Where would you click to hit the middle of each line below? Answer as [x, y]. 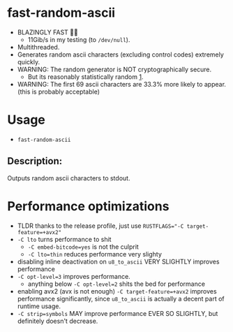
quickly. [29, 62]
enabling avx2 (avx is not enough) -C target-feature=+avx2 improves [117, 291]
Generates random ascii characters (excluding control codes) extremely [121, 55]
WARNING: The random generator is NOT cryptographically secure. [114, 69]
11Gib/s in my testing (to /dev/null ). [79, 39]
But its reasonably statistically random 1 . [85, 77]
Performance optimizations [88, 206]
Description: [35, 161]
